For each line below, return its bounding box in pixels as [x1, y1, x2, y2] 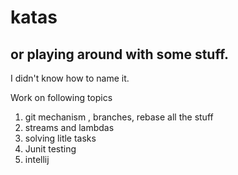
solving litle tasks [24, 132, 97, 144]
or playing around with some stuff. [10, 46, 230, 63]
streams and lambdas [24, 122, 115, 133]
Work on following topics [10, 92, 113, 103]
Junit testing [24, 143, 77, 155]
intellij [24, 154, 50, 165]
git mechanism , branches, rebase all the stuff [24, 111, 214, 123]
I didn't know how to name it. [10, 72, 130, 84]
